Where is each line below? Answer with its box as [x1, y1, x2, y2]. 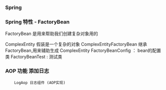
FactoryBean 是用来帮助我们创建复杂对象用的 [5, 30, 98, 36]
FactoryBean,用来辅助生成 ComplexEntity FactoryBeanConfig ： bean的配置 [5, 47, 161, 53]
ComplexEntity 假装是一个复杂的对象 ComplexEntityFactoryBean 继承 [5, 41, 147, 47]
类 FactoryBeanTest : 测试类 [5, 54, 62, 60]
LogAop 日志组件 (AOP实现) [14, 80, 66, 85]
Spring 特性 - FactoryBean [5, 18, 70, 25]
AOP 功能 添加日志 [5, 67, 49, 74]
